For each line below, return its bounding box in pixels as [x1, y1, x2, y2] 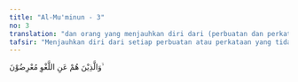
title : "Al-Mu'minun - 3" [9, 12, 105, 22]
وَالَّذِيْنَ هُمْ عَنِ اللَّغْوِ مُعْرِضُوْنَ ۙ [9, 62, 104, 72]
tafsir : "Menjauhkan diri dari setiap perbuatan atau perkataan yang [9, 37, 272, 47]
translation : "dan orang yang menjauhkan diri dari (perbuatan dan [9, 29, 264, 38]
